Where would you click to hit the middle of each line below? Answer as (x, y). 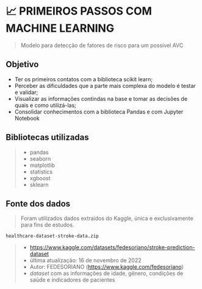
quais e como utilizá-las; (45, 105)
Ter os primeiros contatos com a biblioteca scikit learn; (84, 79)
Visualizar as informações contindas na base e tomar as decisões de (101, 98)
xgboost (40, 178)
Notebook (27, 118)
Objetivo (22, 64)
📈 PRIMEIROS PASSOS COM (79, 11)
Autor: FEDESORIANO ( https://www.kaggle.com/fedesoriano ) (106, 267)
